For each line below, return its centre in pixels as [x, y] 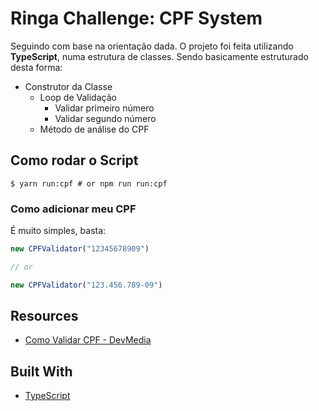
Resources [44, 316]
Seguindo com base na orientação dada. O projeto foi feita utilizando [152, 46]
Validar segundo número [105, 118]
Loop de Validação [78, 97]
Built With [41, 371]
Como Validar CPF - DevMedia [88, 340]
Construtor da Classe [68, 86]
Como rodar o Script [74, 160]
